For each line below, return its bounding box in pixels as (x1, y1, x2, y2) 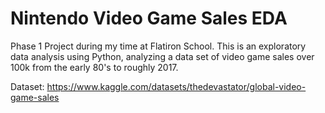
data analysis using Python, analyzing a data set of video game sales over (10, 50, 315, 62)
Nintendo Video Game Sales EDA (10, 7, 288, 30)
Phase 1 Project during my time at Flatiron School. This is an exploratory (10, 40, 307, 52)
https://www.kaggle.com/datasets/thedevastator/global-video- (46, 80, 307, 92)
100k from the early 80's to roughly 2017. (10, 61, 179, 73)
